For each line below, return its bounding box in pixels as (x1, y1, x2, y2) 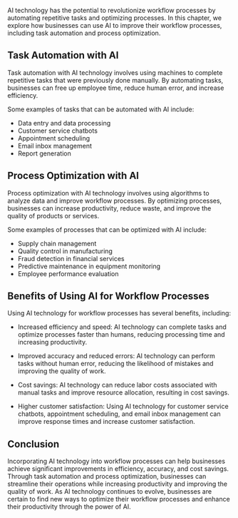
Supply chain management (17, 239, 97, 248)
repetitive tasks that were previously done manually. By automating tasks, (7, 76, 224, 84)
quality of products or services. (7, 211, 100, 220)
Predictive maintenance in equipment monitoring (17, 262, 161, 270)
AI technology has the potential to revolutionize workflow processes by (7, 6, 216, 14)
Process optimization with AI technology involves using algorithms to (7, 188, 209, 197)
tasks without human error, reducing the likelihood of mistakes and (17, 360, 214, 368)
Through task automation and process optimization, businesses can (7, 472, 207, 481)
